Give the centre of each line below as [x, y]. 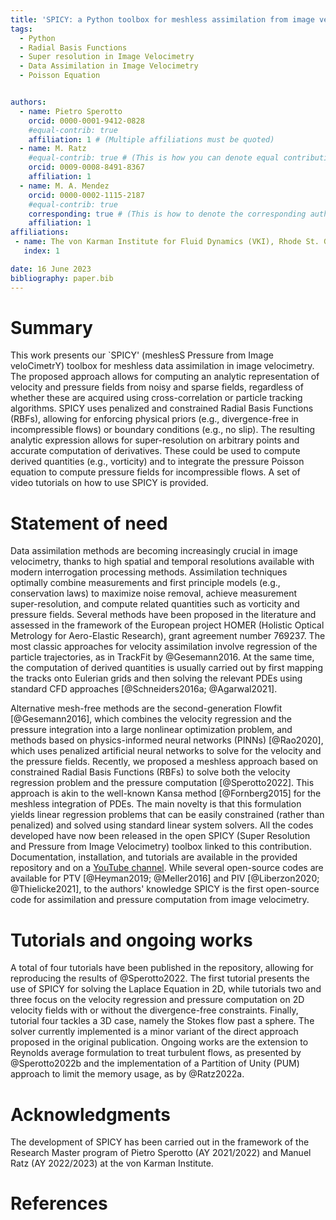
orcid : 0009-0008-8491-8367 [86, 167]
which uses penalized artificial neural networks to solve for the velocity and [166, 751]
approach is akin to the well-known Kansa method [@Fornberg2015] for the [166, 793]
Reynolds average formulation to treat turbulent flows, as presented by [156, 1053]
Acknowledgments [91, 1114]
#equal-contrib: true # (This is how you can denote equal [154, 158]
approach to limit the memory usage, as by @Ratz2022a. [127, 1074]
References [59, 1203]
